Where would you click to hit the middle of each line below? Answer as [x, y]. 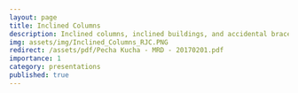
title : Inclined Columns [55, 26]
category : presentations [55, 67]
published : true [39, 75]
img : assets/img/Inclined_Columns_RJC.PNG [89, 42]
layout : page [33, 17]
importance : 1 [35, 58]
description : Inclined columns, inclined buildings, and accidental [138, 34]
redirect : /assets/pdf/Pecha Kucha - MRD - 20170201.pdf [117, 50]
